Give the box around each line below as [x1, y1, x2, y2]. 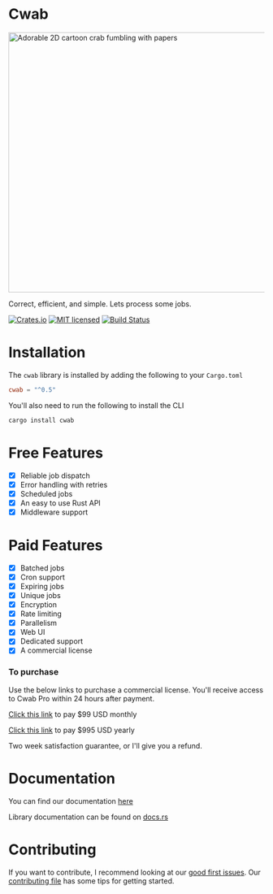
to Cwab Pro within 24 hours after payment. [8, 693, 155, 703]
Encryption [19, 600, 58, 610]
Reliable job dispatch [19, 471, 91, 480]
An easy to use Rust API [19, 497, 102, 508]
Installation [8, 343, 86, 362]
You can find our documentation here [8, 796, 134, 805]
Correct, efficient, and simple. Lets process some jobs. [8, 298, 193, 309]
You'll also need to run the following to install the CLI [8, 400, 184, 410]
